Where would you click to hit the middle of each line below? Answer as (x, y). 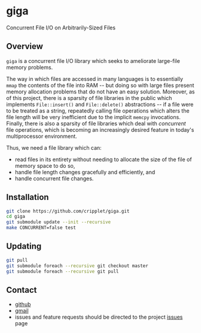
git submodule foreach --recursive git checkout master (77, 266)
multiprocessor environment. (42, 136)
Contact (22, 290)
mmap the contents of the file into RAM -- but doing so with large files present (100, 85)
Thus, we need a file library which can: (54, 147)
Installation (28, 197)
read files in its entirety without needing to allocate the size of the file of (103, 159)
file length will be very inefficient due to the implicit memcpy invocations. (93, 117)
